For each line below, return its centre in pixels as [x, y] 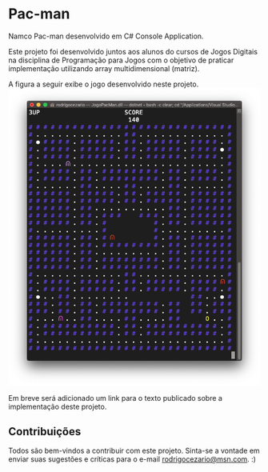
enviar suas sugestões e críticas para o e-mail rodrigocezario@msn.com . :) [132, 459]
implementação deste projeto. [58, 406]
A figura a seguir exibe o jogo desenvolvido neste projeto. [104, 84]
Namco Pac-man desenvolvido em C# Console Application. [106, 36]
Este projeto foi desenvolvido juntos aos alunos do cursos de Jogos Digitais [133, 51]
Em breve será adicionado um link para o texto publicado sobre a [115, 398]
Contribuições [45, 432]
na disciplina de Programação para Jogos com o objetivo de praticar [121, 60]
